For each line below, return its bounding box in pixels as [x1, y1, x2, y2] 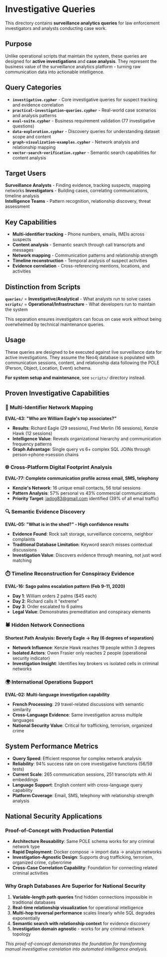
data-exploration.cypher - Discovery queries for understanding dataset [12, 128, 160, 134]
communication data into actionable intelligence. [5, 69, 104, 75]
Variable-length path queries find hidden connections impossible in [12, 894, 153, 900]
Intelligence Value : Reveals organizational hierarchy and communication [12, 435, 162, 441]
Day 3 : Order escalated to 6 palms [12, 604, 83, 610]
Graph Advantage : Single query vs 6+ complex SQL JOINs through [12, 446, 151, 452]
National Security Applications [5, 812, 102, 820]
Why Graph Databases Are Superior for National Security [5, 883, 146, 890]
